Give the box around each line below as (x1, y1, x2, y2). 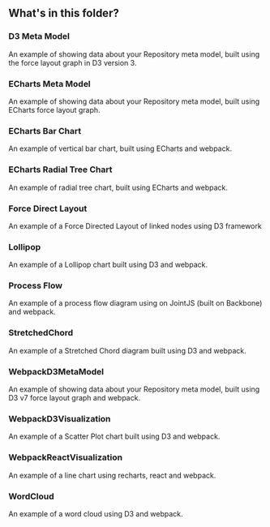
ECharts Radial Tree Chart (8, 164, 113, 175)
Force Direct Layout (8, 203, 88, 214)
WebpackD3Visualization (8, 413, 111, 424)
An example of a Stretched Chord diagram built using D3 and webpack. (8, 345, 246, 355)
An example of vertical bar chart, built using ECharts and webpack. (8, 144, 233, 153)
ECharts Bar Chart (8, 125, 82, 136)
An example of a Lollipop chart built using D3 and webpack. (8, 259, 208, 270)
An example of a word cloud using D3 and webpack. (8, 508, 183, 518)
